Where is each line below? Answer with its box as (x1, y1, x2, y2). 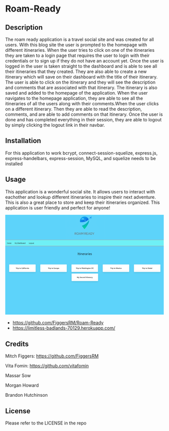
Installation (5, 136, 41, 145)
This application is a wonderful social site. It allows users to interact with (5, 188, 155, 194)
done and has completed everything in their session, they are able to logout (5, 117, 162, 122)
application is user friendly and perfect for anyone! (5, 204, 111, 210)
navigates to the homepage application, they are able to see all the (5, 95, 143, 101)
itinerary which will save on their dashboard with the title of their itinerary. (5, 74, 158, 80)
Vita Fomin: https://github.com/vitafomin (5, 363, 89, 369)
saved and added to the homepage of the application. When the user (5, 90, 148, 96)
